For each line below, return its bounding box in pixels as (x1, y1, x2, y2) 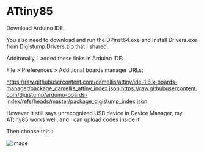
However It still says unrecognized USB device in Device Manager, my (6, 109, 183, 116)
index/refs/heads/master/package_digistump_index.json (6, 98, 148, 105)
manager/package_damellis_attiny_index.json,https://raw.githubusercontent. (6, 84, 198, 92)
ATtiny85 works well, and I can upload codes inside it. (6, 116, 142, 123)
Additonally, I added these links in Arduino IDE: (6, 54, 124, 62)
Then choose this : (6, 127, 53, 135)
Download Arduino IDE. (6, 24, 65, 32)
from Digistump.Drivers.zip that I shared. (6, 43, 109, 50)
